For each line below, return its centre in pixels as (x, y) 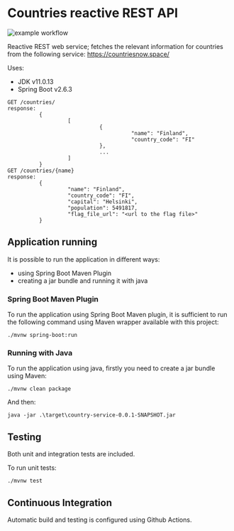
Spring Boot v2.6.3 (45, 89)
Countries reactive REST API (93, 13)
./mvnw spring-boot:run (43, 336)
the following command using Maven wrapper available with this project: (113, 322)
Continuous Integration (60, 503)
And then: (22, 402)
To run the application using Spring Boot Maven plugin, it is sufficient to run (117, 315)
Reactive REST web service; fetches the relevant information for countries (115, 46)
